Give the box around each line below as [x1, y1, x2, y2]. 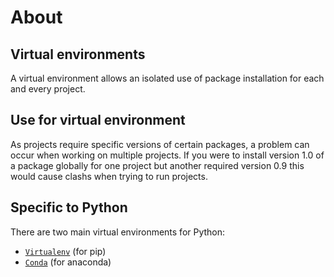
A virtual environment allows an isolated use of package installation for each [10, 72, 325, 84]
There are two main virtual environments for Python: [10, 226, 226, 238]
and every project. [10, 83, 86, 95]
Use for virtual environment [10, 112, 186, 129]
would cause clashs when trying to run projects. [10, 170, 208, 182]
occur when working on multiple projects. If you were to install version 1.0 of [10, 149, 325, 161]
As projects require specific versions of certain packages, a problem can [10, 138, 310, 150]
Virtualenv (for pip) [24, 245, 107, 257]
